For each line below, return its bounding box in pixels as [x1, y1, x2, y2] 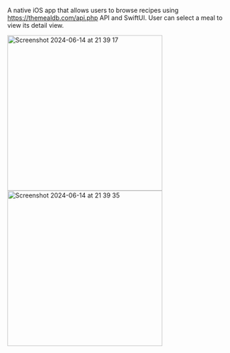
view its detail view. [7, 21, 64, 29]
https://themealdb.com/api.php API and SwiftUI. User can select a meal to [7, 13, 223, 22]
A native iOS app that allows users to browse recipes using [7, 6, 179, 14]
